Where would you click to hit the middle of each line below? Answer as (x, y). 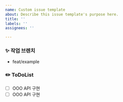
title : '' (15, 19)
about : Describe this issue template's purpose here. (62, 14)
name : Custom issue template (35, 10)
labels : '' (16, 24)
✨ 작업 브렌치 (20, 51)
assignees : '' (20, 28)
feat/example (26, 62)
